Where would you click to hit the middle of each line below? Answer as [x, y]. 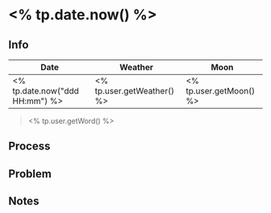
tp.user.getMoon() [220, 91]
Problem [30, 174]
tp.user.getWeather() [135, 91]
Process [29, 146]
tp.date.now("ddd [46, 91]
